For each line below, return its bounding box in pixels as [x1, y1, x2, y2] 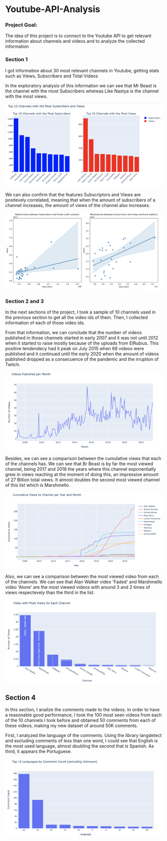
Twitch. [5, 362, 20, 368]
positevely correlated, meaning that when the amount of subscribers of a [5, 197, 155, 203]
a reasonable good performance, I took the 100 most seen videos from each [5, 712, 162, 718]
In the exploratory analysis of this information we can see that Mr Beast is [5, 82, 156, 88]
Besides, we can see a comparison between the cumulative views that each [5, 456, 161, 462]
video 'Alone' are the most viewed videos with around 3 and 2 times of [5, 584, 150, 590]
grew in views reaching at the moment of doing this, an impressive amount [5, 471, 159, 478]
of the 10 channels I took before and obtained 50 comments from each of [5, 717, 156, 723]
